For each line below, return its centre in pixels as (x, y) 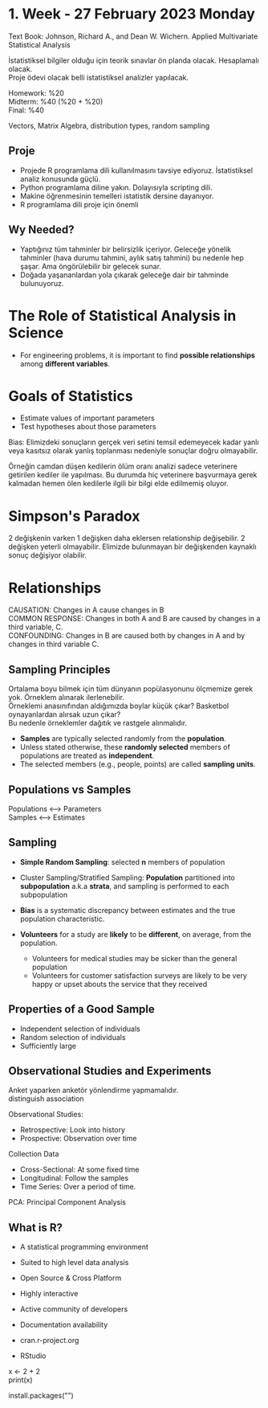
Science (36, 332)
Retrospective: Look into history (73, 1130)
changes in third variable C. (54, 645)
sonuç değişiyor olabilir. (47, 555)
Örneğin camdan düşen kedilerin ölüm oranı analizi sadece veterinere (123, 466)
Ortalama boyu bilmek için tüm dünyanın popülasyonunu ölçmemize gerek (131, 689)
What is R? (35, 1228)
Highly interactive (49, 1294)
